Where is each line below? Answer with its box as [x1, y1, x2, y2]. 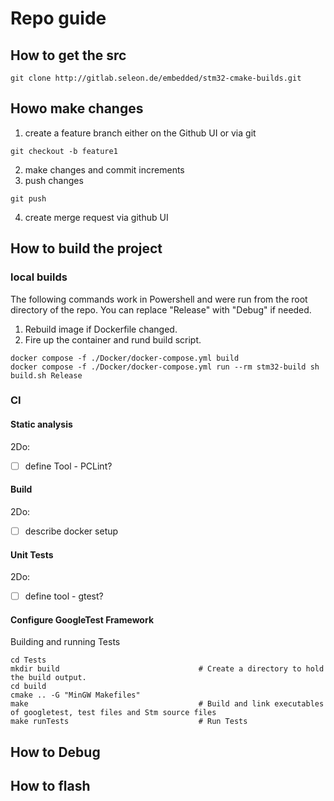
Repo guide [10, 7, 107, 30]
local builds [10, 270, 68, 284]
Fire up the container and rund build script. [24, 333, 202, 346]
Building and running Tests [10, 636, 121, 648]
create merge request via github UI [24, 211, 169, 223]
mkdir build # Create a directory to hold [10, 664, 325, 674]
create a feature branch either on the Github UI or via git [24, 127, 257, 139]
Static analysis [10, 418, 73, 431]
